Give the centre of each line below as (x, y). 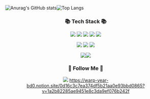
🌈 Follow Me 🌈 (86, 68)
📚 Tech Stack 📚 (86, 21)
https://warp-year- (89, 80)
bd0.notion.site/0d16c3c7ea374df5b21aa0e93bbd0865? (86, 85)
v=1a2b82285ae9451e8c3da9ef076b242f (86, 91)
